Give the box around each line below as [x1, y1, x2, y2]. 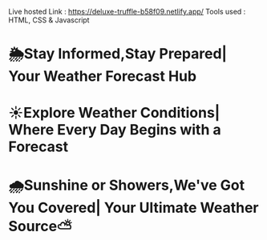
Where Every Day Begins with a [8, 121, 222, 139]
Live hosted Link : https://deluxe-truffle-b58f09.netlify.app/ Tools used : [8, 7, 246, 16]
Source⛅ [8, 217, 72, 235]
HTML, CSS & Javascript [8, 15, 90, 25]
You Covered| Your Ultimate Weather [8, 198, 259, 217]
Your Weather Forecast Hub [8, 67, 197, 86]
